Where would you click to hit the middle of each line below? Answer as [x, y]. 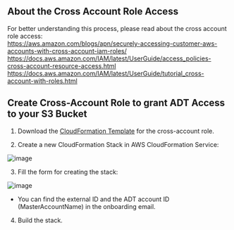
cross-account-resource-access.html [62, 65]
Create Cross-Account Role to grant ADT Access [116, 103]
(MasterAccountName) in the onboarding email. [87, 206]
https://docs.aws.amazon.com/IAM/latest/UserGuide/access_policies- [109, 58]
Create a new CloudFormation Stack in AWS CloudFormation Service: [118, 144]
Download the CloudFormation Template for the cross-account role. [116, 131]
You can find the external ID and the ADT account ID [93, 199]
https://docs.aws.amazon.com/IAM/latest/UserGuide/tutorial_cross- [106, 73]
